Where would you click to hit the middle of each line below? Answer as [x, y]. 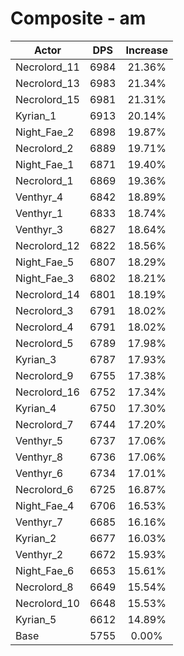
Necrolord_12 [47, 245]
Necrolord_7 [44, 424]
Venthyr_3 [39, 229]
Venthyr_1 [39, 213]
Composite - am [78, 18]
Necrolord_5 [44, 343]
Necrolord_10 [47, 603]
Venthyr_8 [39, 457]
